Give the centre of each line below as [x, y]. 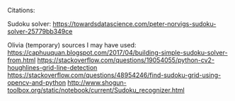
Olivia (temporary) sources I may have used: [72, 45]
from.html [22, 60]
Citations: [21, 10]
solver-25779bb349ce [40, 31]
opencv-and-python [36, 83]
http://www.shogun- [97, 83]
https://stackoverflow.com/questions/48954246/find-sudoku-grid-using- [114, 75]
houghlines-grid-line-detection [52, 67]
